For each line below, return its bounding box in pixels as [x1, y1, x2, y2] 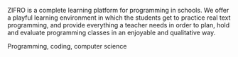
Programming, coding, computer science [7, 42, 127, 50]
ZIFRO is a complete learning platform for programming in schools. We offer [7, 6, 229, 14]
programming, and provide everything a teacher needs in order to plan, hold [7, 21, 230, 29]
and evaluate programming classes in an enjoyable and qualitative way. [7, 28, 216, 37]
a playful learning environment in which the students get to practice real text [7, 13, 231, 22]
